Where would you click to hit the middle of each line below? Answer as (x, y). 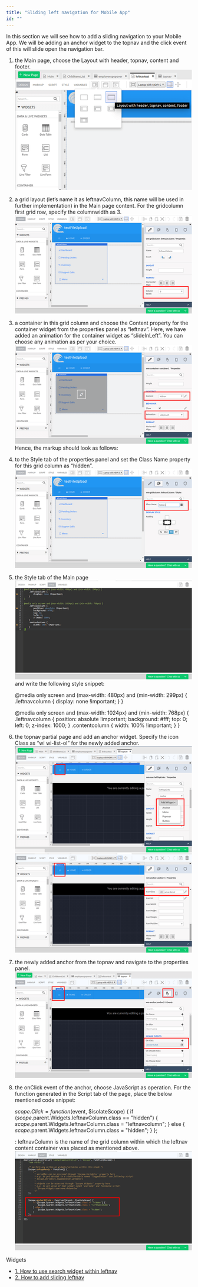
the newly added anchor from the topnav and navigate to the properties (101, 962)
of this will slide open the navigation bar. (55, 49)
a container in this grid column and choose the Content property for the (101, 323)
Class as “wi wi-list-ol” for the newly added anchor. (77, 743)
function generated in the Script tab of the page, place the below (93, 1093)
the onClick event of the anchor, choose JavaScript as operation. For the (103, 1087)
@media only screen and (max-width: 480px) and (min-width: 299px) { (101, 695)
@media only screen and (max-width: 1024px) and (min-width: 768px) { (102, 713)
